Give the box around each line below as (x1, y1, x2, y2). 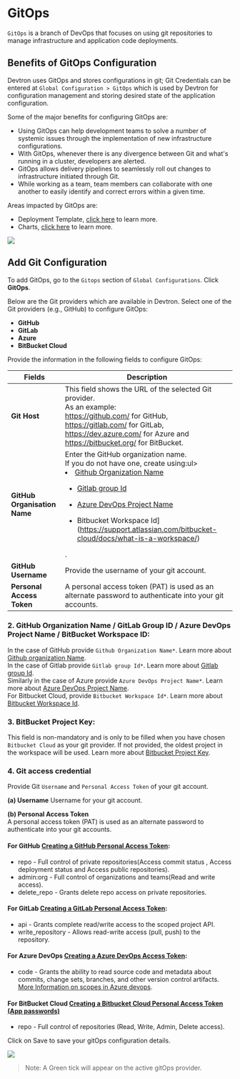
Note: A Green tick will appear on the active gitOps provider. (24, 1063, 202, 1073)
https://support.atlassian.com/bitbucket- (79, 524, 217, 534)
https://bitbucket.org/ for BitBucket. (64, 437, 184, 447)
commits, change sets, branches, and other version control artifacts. (17, 975, 219, 984)
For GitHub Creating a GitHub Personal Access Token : (7, 842, 171, 850)
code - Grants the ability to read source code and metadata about (17, 968, 211, 976)
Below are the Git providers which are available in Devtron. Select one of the (7, 297, 232, 305)
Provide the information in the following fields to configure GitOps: (7, 355, 202, 364)
